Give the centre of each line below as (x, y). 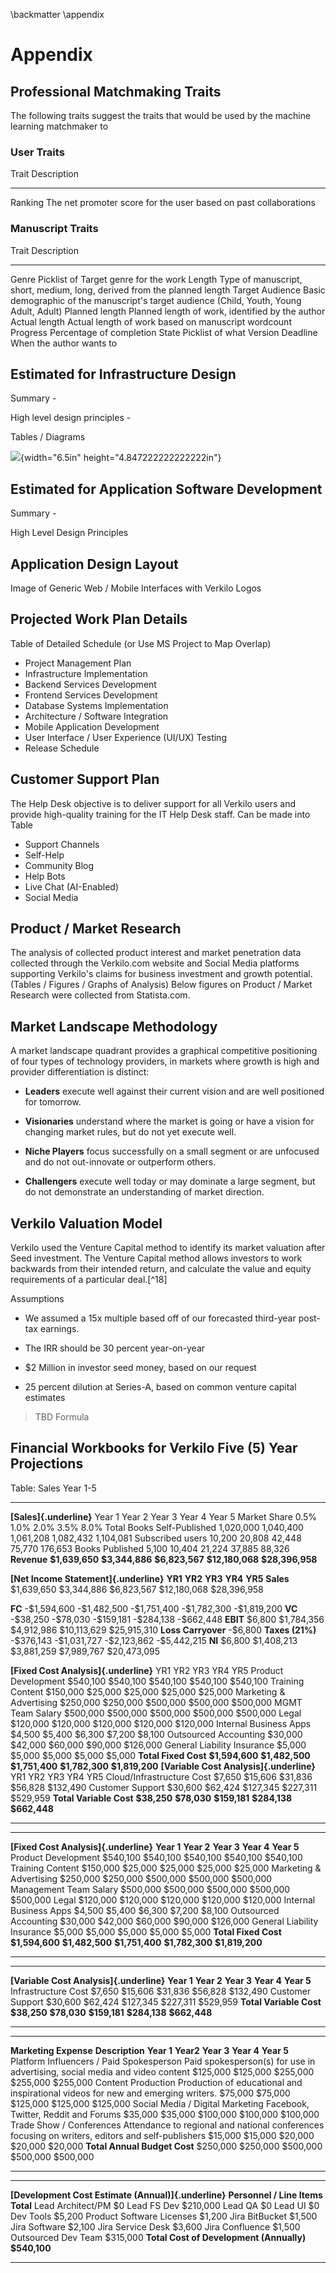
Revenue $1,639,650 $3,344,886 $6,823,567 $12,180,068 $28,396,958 (164, 1559)
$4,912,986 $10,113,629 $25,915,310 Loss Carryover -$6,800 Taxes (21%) (163, 1630)
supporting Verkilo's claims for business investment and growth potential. (161, 974)
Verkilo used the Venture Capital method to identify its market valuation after (168, 1248)
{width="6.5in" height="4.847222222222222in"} (121, 458)
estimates (45, 1398)
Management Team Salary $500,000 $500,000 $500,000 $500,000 (150, 1889)
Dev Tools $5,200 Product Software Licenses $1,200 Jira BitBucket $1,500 (164, 2216)
